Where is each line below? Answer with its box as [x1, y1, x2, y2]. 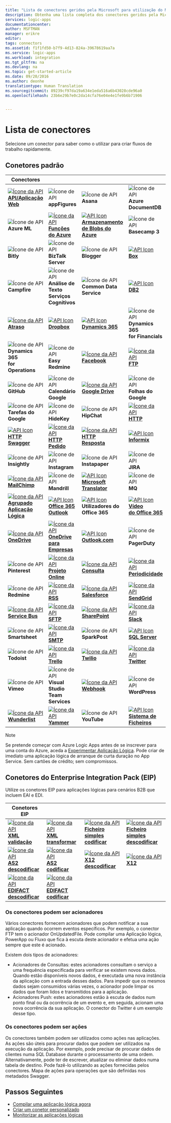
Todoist [8, 655, 27, 662]
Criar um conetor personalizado [12, 1107, 80, 1113]
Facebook [81, 357, 106, 364]
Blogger [81, 252, 102, 259]
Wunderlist [8, 716, 36, 723]
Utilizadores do [81, 503, 120, 510]
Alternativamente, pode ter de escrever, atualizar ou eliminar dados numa [5, 1057, 159, 1063]
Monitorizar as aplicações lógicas [12, 1112, 83, 1118]
